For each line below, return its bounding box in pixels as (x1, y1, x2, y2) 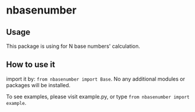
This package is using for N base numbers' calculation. (6, 42, 141, 50)
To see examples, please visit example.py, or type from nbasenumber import (6, 93, 190, 100)
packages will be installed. (6, 81, 71, 88)
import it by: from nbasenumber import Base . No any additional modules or (6, 75, 186, 83)
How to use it (6, 60, 56, 70)
